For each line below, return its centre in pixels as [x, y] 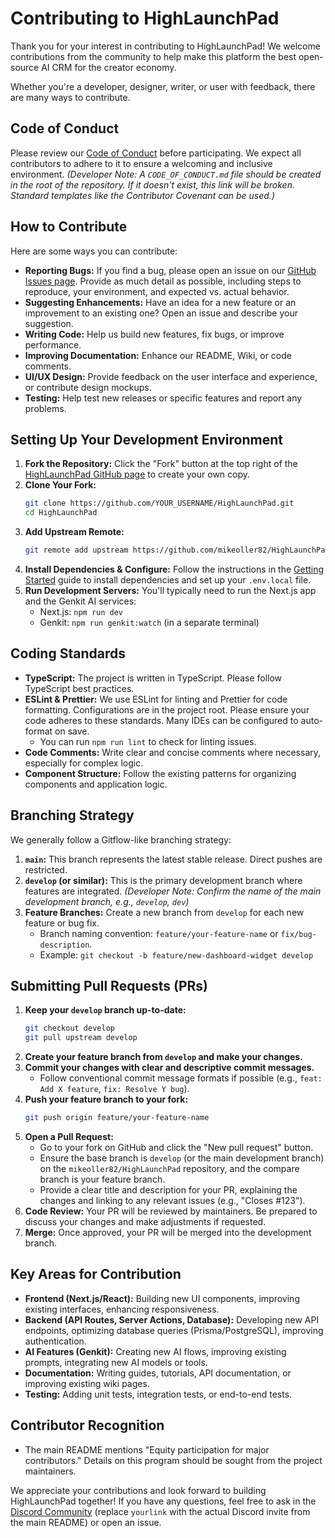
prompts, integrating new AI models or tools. [116, 1362]
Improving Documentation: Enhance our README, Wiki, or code [158, 355]
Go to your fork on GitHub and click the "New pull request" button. [176, 1148]
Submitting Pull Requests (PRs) [109, 986]
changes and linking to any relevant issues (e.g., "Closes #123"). [172, 1201]
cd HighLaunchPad [61, 513]
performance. [53, 344]
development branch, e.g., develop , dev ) [107, 901]
